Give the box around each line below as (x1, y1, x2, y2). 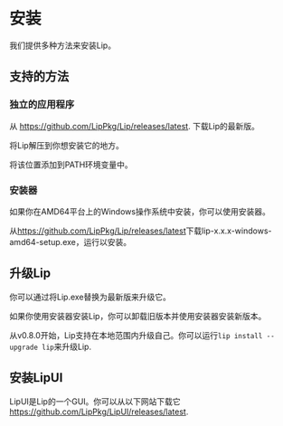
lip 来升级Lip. (42, 341, 92, 352)
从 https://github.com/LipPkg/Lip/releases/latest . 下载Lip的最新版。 (9, 120, 260, 131)
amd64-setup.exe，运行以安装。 (9, 236, 132, 247)
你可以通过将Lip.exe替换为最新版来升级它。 (9, 291, 172, 302)
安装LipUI (9, 370, 63, 385)
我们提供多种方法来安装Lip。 (9, 40, 116, 51)
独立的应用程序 (9, 99, 75, 111)
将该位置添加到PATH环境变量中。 (9, 159, 133, 170)
